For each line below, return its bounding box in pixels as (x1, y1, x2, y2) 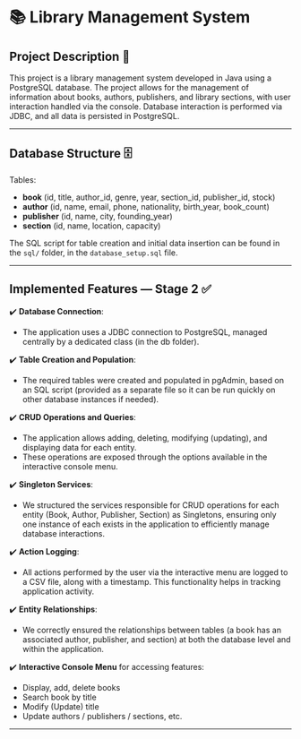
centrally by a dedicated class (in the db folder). (21, 336, 200, 347)
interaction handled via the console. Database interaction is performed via (9, 101, 283, 112)
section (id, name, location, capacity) (21, 220, 161, 231)
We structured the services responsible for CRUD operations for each (21, 499, 279, 511)
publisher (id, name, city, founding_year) (21, 211, 173, 221)
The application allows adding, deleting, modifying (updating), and (21, 432, 268, 443)
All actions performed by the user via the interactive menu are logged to (21, 566, 288, 578)
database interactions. (21, 528, 106, 538)
